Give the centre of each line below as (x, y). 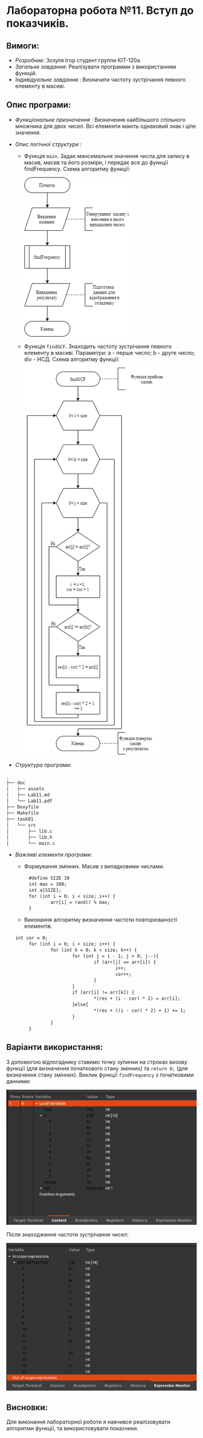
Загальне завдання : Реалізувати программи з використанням (95, 67)
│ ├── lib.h (29, 837)
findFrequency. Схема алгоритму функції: (77, 169)
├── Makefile (23, 813)
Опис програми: (39, 105)
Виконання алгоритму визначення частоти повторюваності (101, 919)
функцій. (26, 73)
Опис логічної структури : (48, 144)
